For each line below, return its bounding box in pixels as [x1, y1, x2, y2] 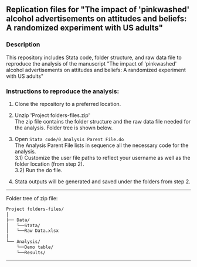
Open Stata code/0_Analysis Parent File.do [14, 135, 124, 142]
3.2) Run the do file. [14, 166, 63, 173]
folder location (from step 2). [14, 160, 84, 167]
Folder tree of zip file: [6, 194, 58, 201]
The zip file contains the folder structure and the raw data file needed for [14, 118, 191, 125]
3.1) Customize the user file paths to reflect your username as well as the [14, 154, 191, 161]
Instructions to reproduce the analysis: [6, 87, 119, 95]
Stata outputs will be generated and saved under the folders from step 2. [14, 178, 191, 185]
